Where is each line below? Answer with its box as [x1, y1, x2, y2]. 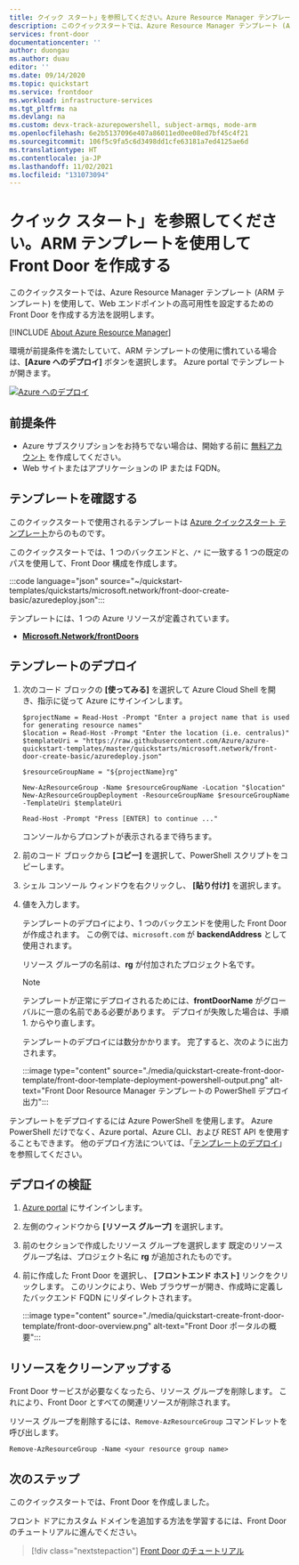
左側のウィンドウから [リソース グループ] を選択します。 [21, 1221, 229, 1232]
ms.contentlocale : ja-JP [9, 153, 101, 163]
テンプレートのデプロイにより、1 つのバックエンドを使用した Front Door [21, 918, 287, 928]
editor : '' [9, 63, 50, 72]
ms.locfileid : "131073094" [9, 170, 109, 179]
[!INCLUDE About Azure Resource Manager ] [9, 327, 172, 338]
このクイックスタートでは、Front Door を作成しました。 [9, 1496, 214, 1507]
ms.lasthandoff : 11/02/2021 [9, 162, 114, 171]
